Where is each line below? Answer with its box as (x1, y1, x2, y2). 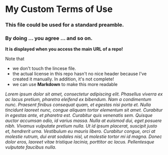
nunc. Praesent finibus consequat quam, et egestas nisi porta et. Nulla (5, 101, 151, 108)
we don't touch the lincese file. (12, 65, 76, 71)
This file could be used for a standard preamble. (5, 21, 124, 28)
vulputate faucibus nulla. (5, 144, 56, 150)
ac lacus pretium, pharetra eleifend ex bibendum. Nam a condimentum (5, 96, 151, 102)
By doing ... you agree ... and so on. (5, 35, 92, 42)
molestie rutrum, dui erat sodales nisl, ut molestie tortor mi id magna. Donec (5, 133, 162, 139)
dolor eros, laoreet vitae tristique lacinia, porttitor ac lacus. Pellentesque (5, 139, 154, 145)
